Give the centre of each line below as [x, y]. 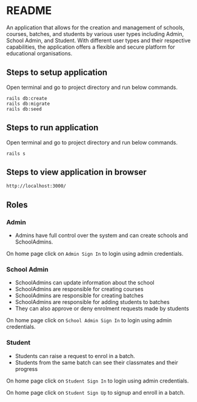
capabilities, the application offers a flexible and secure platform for [91, 47]
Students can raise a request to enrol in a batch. [75, 356]
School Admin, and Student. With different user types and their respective [98, 40]
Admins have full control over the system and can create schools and [102, 236]
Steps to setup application [57, 73]
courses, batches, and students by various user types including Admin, [95, 33]
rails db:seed [24, 109]
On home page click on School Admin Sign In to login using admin [89, 320]
